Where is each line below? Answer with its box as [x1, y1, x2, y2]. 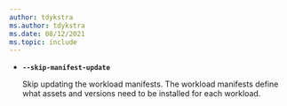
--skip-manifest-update [21, 64, 111, 72]
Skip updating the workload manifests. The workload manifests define [21, 79, 279, 89]
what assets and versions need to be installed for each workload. [21, 88, 261, 99]
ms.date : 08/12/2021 [9, 29, 86, 38]
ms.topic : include [9, 37, 77, 47]
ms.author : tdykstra [9, 21, 86, 30]
